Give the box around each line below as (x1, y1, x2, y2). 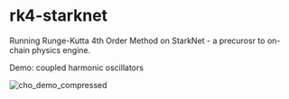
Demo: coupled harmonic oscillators (9, 62, 144, 73)
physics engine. (31, 44, 91, 55)
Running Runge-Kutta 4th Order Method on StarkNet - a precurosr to (9, 35, 266, 46)
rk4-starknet (9, 5, 108, 26)
